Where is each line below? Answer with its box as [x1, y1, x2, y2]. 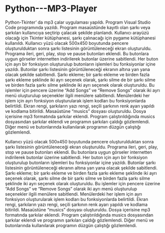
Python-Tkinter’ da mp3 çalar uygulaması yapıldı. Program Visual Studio [5, 19, 151, 25]
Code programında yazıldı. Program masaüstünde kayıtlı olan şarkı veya [5, 24, 151, 30]
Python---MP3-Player [5, 3, 98, 14]
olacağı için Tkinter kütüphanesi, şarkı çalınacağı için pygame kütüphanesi [5, 35, 156, 41]
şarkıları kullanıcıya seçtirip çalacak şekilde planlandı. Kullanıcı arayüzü [5, 30, 149, 35]
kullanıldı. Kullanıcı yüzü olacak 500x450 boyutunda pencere [5, 40, 129, 46]
